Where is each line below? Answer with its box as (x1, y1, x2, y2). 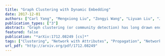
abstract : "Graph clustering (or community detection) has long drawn (5, 25, 153, 30)
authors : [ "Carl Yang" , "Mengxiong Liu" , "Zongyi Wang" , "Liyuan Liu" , (5, 16, 155, 21)
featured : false (5, 30, 38, 35)
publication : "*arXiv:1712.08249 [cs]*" (5, 35, 89, 39)
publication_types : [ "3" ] (5, 20, 58, 26)
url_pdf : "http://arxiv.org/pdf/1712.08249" (5, 43, 98, 48)
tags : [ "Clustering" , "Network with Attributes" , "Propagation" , (5, 39, 141, 44)
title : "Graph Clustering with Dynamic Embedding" (5, 7, 111, 12)
